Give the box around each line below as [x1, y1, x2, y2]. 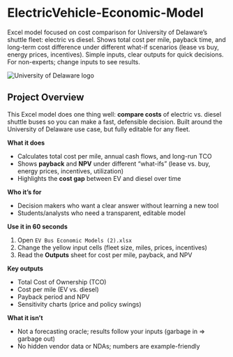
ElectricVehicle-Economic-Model [7, 5, 204, 21]
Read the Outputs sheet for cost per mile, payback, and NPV [17, 250, 193, 259]
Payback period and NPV [17, 292, 90, 301]
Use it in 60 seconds [7, 222, 68, 231]
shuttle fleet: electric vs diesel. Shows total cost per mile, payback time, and [7, 35, 227, 43]
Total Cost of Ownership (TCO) [17, 277, 107, 286]
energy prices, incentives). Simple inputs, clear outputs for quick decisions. [7, 50, 225, 59]
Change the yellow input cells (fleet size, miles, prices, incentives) [17, 243, 208, 252]
